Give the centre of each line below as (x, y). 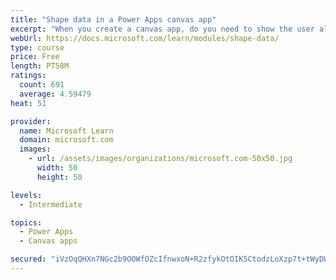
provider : (31, 121)
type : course (37, 47)
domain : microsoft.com (66, 140)
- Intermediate (51, 204)
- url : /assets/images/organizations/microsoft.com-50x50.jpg (160, 159)
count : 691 (42, 85)
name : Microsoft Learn (66, 131)
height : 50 (59, 177)
